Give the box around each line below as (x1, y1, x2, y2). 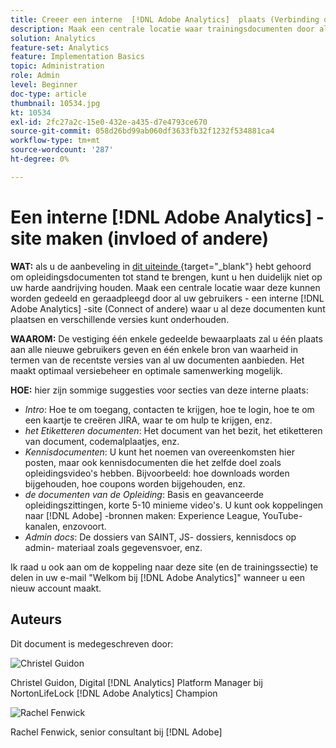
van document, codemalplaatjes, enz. (24, 435, 180, 447)
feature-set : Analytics (10, 42, 110, 53)
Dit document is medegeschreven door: (10, 637, 174, 650)
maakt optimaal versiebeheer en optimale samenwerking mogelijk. (10, 364, 283, 376)
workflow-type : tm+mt (10, 136, 101, 146)
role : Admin (10, 71, 60, 81)
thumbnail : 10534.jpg (10, 98, 101, 108)
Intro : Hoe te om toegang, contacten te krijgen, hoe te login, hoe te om (24, 403, 315, 415)
